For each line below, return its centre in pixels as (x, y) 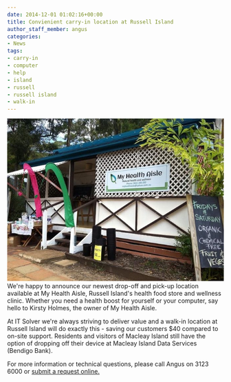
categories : (24, 37)
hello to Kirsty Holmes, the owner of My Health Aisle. (82, 308)
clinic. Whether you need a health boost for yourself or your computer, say (113, 301)
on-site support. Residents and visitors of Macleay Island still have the (107, 336)
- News (16, 44)
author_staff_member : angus (47, 29)
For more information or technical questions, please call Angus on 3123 (108, 364)
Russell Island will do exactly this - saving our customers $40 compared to (113, 328)
